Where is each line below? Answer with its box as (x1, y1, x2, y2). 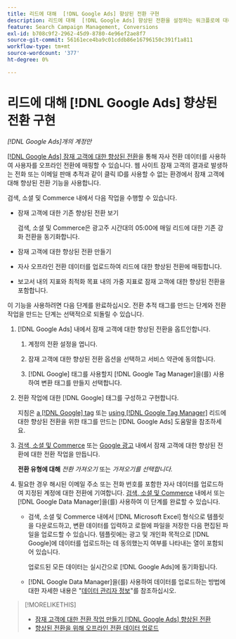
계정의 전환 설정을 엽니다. (27, 340, 98, 348)
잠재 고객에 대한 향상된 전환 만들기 (17, 247, 112, 256)
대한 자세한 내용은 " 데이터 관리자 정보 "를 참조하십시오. (27, 586, 177, 595)
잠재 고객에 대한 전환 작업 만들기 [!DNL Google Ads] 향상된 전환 (34, 614, 211, 624)
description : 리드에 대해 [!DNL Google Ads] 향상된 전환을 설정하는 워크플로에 (7, 17, 220, 24)
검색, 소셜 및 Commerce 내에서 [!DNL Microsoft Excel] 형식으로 (27, 512, 206, 521)
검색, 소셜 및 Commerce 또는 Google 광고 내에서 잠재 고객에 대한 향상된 (17, 441, 216, 449)
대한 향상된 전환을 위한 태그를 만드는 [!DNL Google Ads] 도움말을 (17, 417, 198, 426)
